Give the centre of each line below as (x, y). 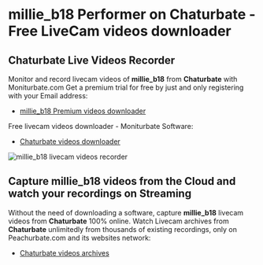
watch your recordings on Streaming (100, 194)
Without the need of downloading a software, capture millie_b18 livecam (126, 212)
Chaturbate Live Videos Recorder (92, 60)
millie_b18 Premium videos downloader (83, 111)
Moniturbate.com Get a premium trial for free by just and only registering (126, 87)
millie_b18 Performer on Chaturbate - (132, 15)
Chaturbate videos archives (65, 252)
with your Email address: (48, 96)
